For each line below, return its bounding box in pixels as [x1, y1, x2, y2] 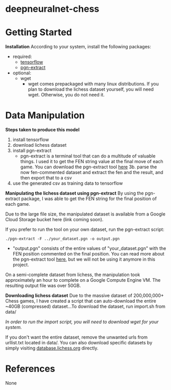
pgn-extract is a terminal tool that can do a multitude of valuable [20, 153, 156, 159]
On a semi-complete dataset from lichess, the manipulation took [5, 271, 140, 278]
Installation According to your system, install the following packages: [5, 44, 152, 50]
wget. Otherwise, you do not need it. [28, 92, 105, 98]
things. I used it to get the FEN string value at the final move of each [20, 159, 163, 165]
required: [12, 53, 32, 60]
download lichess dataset [12, 142, 67, 148]
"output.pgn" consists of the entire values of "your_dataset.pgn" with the [12, 245, 166, 251]
